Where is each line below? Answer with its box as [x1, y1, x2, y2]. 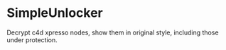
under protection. [6, 35, 58, 44]
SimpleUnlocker [6, 5, 104, 21]
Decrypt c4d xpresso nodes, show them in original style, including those [6, 28, 219, 37]
